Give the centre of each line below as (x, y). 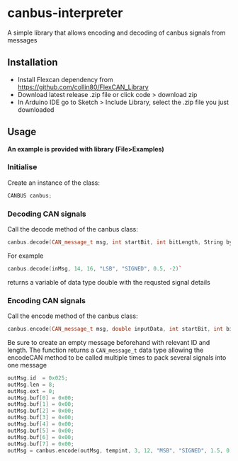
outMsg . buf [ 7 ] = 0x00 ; (41, 444)
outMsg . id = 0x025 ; (38, 378)
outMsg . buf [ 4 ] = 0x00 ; (41, 424)
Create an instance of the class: (54, 183)
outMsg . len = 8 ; (31, 385)
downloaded (36, 109)
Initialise (22, 167)
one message (27, 365)
